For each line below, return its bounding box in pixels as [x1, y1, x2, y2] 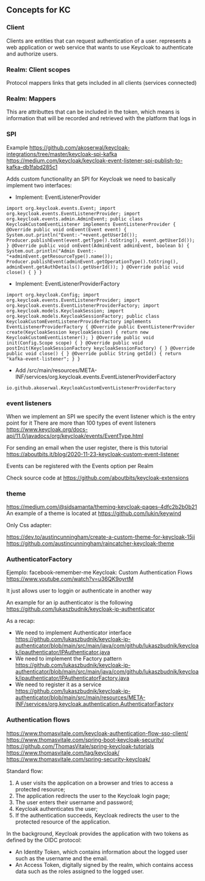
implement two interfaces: [6, 181, 72, 189]
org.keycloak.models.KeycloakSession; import [6, 307, 124, 314]
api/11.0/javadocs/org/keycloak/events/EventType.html [6, 432, 144, 439]
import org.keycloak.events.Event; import [6, 205, 116, 211]
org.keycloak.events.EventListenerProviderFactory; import [6, 302, 160, 309]
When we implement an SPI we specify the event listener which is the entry [6, 412, 196, 420]
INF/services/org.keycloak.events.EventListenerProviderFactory [15, 373, 176, 380]
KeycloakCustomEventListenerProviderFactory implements [6, 318, 151, 325]
